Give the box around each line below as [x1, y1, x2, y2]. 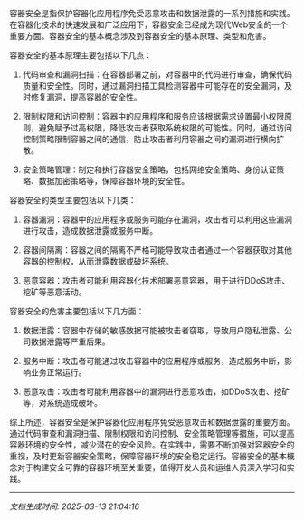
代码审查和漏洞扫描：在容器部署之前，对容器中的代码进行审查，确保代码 [22, 69, 292, 80]
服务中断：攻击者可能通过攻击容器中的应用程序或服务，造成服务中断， [22, 356, 285, 366]
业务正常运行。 [30, 367, 87, 378]
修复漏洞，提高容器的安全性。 [30, 91, 142, 102]
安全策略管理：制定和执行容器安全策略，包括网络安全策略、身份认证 [22, 164, 277, 175]
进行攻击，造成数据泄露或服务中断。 [22, 226, 158, 236]
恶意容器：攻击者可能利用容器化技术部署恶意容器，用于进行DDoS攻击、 [22, 275, 290, 285]
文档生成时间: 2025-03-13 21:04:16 [9, 501, 140, 512]
